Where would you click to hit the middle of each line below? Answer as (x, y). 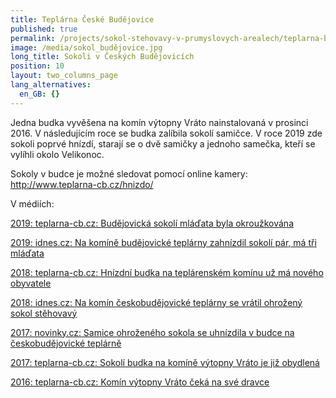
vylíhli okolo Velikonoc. (57, 154)
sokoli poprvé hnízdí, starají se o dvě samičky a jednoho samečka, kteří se (163, 143)
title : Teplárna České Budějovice (82, 19)
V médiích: (32, 203)
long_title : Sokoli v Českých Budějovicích (102, 57)
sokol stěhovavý (44, 313)
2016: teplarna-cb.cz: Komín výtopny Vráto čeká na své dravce (140, 382)
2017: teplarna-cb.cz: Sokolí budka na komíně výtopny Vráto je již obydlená (165, 362)
